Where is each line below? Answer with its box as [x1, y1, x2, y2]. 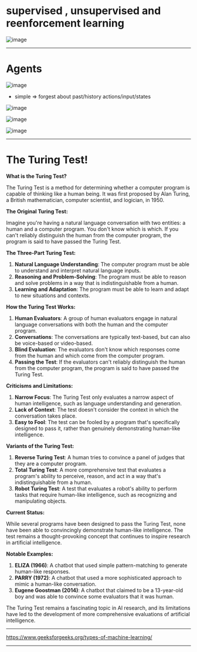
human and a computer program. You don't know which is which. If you [6, 225, 179, 233]
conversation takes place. [14, 412, 77, 419]
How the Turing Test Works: [6, 303, 76, 310]
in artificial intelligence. [6, 539, 62, 546]
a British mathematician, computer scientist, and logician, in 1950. [6, 196, 165, 203]
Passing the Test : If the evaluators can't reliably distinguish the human [14, 358, 186, 365]
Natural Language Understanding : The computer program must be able [14, 260, 189, 268]
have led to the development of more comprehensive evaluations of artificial [6, 610, 191, 617]
